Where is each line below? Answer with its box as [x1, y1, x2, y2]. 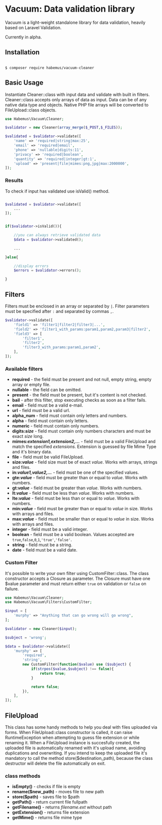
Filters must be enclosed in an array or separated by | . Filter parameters [5, 303, 149, 309]
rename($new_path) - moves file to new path [12, 789, 104, 795]
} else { [5, 254, 18, 260]
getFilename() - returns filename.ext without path [12, 804, 113, 810]
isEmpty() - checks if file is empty [12, 784, 81, 789]
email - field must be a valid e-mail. [12, 402, 83, 408]
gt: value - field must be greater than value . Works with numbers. [12, 485, 143, 491]
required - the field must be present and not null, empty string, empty [12, 377, 152, 382]
